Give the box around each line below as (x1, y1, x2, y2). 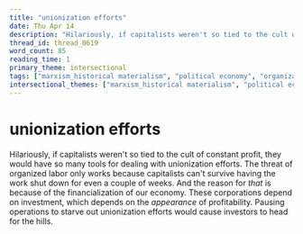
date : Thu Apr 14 (9, 22, 75, 31)
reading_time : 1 (9, 55, 70, 64)
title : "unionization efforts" (9, 13, 127, 22)
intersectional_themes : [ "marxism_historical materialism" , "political (9, 80, 284, 89)
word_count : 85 (9, 47, 67, 56)
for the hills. (9, 215, 54, 226)
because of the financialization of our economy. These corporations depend (9, 186, 293, 198)
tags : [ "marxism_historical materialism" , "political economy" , (9, 72, 256, 81)
